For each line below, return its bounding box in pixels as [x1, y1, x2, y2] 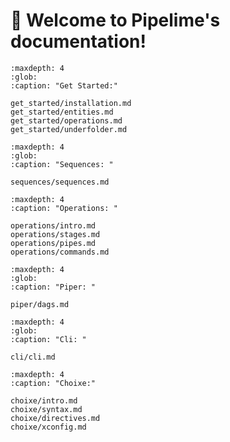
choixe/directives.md [10, 413, 101, 423]
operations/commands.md [10, 247, 110, 257]
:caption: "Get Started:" [10, 80, 118, 91]
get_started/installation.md [10, 98, 132, 108]
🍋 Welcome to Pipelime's [10, 9, 221, 32]
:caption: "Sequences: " [10, 159, 114, 169]
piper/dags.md [10, 299, 70, 309]
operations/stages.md [10, 229, 101, 239]
